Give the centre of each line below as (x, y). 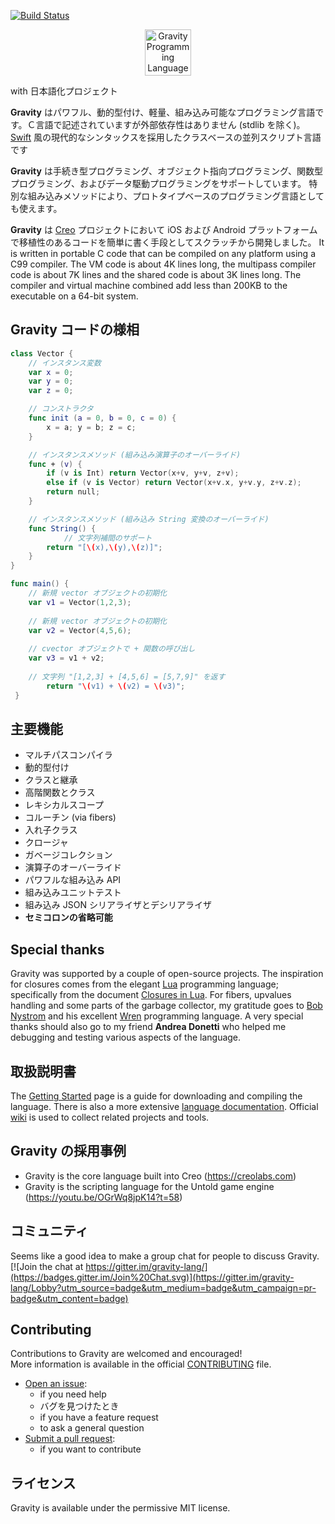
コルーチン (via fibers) (70, 817)
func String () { (62, 528)
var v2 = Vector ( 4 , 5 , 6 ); (80, 630)
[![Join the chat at (47, 1266)
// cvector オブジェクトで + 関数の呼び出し (112, 649)
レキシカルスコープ (64, 805)
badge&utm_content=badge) (69, 1298)
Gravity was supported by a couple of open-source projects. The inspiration (167, 974)
